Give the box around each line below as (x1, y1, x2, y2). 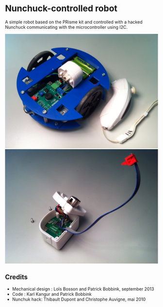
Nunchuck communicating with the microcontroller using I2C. (5, 24, 128, 30)
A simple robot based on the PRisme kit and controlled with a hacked (5, 19, 143, 25)
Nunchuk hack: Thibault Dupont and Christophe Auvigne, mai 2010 (12, 296, 146, 302)
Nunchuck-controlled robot (5, 3, 118, 14)
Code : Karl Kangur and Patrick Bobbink (12, 291, 92, 297)
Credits (5, 273, 28, 281)
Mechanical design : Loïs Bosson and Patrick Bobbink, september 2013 (12, 286, 154, 292)
